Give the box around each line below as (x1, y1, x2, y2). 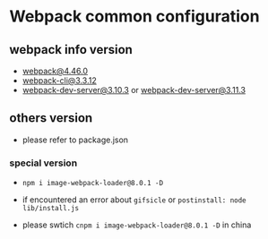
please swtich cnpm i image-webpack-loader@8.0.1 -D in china (22, 219, 252, 230)
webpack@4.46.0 (22, 65, 88, 76)
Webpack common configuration (9, 6, 260, 27)
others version (9, 110, 93, 126)
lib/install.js (22, 204, 80, 213)
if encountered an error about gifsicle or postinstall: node (22, 194, 246, 205)
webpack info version (9, 42, 133, 57)
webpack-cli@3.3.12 (22, 75, 97, 86)
